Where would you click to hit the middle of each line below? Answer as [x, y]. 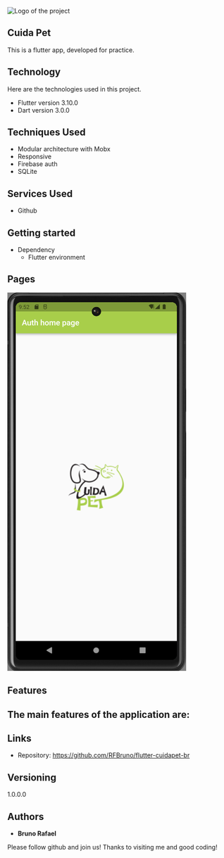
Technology [34, 72]
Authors [26, 816]
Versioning [32, 777]
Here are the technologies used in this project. [75, 89]
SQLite [27, 172]
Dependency [36, 250]
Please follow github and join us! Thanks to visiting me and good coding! [112, 847]
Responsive [34, 157]
